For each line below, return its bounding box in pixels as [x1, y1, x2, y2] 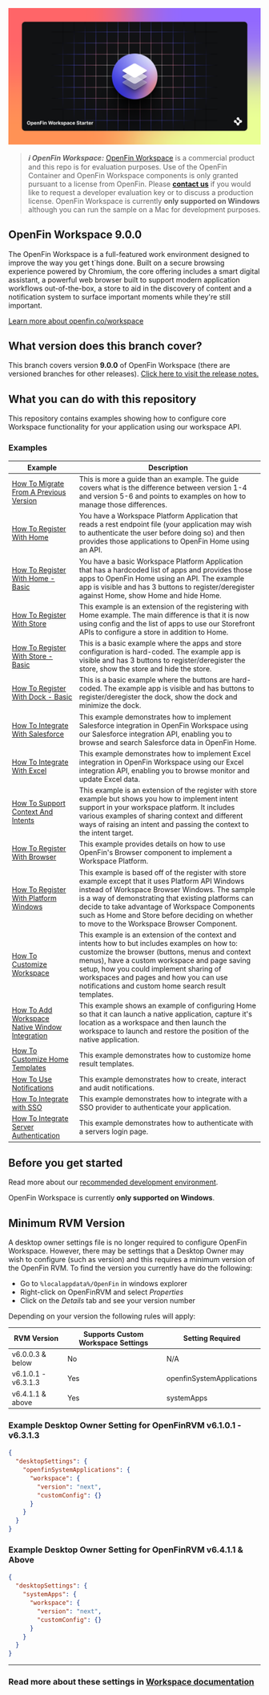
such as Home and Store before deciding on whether [78, 910, 254, 919]
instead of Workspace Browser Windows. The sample [78, 884, 256, 894]
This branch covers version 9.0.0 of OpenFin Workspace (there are [8, 361, 231, 370]
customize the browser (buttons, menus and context [78, 947, 251, 956]
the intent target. [78, 828, 134, 838]
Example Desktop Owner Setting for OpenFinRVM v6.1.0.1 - [8, 1420, 242, 1431]
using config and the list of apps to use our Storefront [78, 618, 255, 628]
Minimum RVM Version [8, 1216, 126, 1230]
